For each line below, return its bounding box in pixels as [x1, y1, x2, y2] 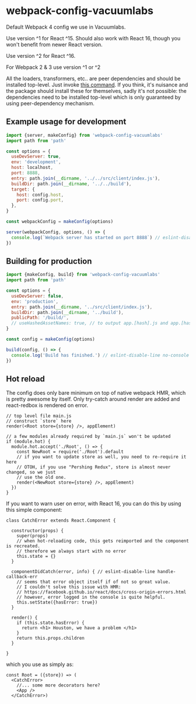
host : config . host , [16, 192, 64, 198]
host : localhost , [11, 165, 54, 171]
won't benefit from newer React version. [6, 41, 103, 48]
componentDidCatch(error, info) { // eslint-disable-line [11, 569, 156, 575]
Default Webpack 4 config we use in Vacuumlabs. [6, 23, 126, 30]
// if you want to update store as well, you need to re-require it [16, 454, 187, 460]
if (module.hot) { [6, 439, 51, 445]
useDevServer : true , [11, 154, 61, 160]
